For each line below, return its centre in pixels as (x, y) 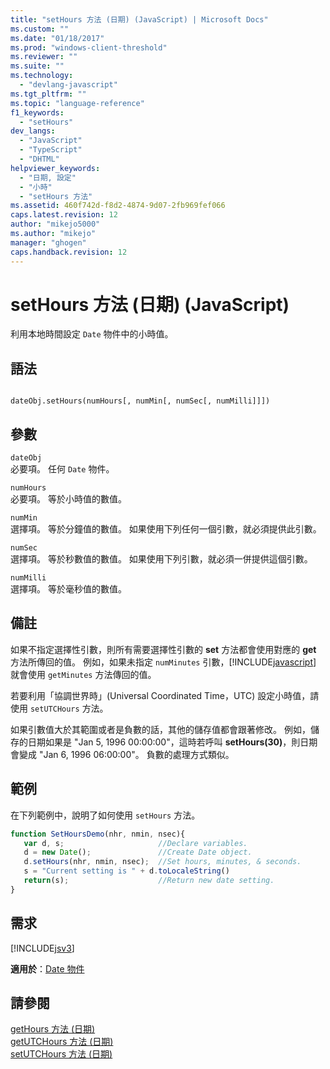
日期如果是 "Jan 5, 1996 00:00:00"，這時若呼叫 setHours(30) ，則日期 (172, 742)
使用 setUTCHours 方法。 (59, 708)
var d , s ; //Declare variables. (135, 843)
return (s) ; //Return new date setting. (149, 881)
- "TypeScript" (51, 150)
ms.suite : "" (37, 66)
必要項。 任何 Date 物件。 (62, 469)
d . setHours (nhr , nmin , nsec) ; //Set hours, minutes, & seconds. (162, 862)
